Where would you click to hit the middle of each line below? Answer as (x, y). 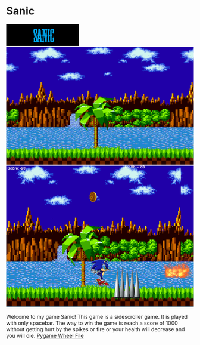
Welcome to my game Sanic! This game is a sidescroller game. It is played (97, 317)
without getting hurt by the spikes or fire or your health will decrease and (96, 329)
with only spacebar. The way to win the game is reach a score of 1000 (92, 323)
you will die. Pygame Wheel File (45, 336)
